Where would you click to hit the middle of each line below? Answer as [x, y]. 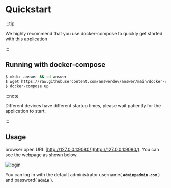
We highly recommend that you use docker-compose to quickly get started [84, 33]
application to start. [26, 111]
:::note [12, 96]
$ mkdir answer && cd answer [36, 77]
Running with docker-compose [55, 65]
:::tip [10, 24]
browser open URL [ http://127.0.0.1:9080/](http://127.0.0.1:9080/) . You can [82, 150]
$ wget [12, 81]
